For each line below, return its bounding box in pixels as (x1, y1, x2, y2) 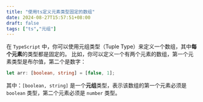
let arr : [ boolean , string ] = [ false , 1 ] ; (6, 70, 115, 76)
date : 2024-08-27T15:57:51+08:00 (6, 14, 91, 21)
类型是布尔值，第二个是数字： (11, 58, 86, 65)
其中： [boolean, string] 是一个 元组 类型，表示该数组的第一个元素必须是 (6, 82, 187, 89)
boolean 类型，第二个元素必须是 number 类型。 (6, 89, 121, 97)
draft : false (6, 20, 39, 26)
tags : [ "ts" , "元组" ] (6, 25, 56, 32)
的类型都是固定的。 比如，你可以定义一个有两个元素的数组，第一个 (22, 51, 188, 58)
